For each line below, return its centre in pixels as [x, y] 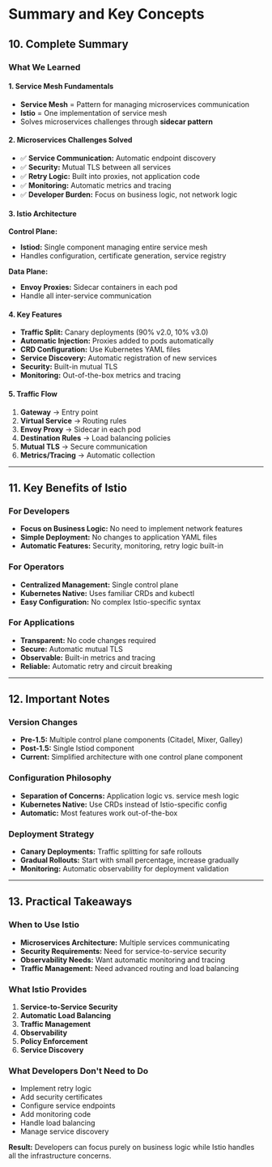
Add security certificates [62, 1097]
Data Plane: [28, 271]
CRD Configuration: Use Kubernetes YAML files [100, 350]
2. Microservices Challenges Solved [70, 140]
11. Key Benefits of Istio [68, 488]
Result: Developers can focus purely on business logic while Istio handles [132, 1148]
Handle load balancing [57, 1123]
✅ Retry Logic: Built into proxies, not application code [110, 176]
